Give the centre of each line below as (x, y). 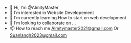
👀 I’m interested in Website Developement (52, 13)
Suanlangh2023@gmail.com (38, 35)
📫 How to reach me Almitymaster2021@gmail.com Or (64, 28)
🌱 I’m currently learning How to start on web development (68, 18)
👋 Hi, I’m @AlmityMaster (34, 7)
